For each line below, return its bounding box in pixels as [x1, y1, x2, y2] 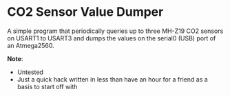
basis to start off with [17, 82, 78, 91]
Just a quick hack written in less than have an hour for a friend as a [17, 75, 208, 83]
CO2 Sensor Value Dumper [7, 4, 164, 20]
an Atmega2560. [7, 41, 54, 49]
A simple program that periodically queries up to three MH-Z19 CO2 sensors [7, 27, 224, 35]
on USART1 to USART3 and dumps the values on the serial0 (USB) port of [7, 34, 216, 42]
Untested [17, 68, 43, 76]
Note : [7, 54, 23, 62]
